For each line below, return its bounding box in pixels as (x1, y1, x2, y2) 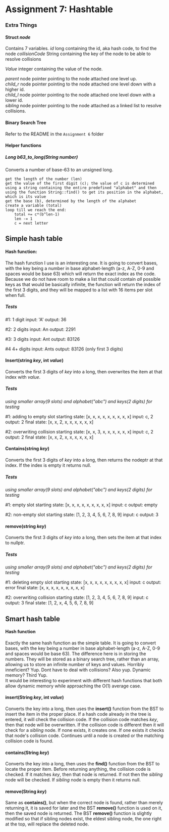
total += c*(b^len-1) (14, 212, 60, 217)
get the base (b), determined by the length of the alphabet (5, 199, 137, 204)
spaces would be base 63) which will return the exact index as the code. (5, 271, 156, 277)
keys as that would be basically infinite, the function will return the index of (5, 281, 161, 287)
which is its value (5, 194, 46, 199)
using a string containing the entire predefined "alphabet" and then (5, 186, 157, 191)
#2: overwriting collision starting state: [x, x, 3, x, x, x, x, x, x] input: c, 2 (5, 428, 154, 434)
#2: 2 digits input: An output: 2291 (5, 326, 76, 332)
